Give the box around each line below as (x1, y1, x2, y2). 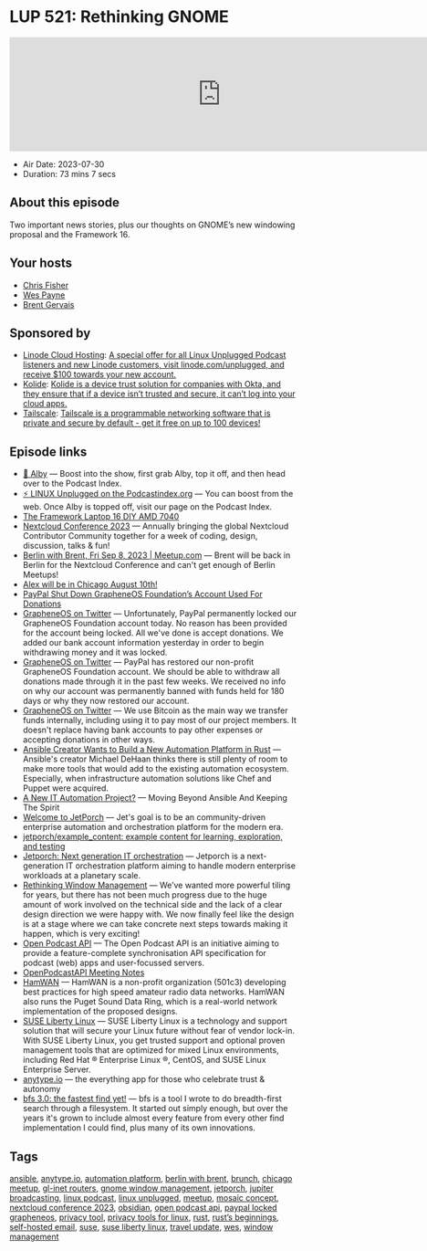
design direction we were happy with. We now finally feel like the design (22, 909, 295, 920)
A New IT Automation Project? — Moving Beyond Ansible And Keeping (22, 793, 287, 804)
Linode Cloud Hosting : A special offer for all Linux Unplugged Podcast (22, 350, 286, 361)
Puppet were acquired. (22, 783, 109, 794)
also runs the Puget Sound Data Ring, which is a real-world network (22, 996, 278, 1007)
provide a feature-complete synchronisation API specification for (22, 948, 267, 959)
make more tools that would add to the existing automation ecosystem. (22, 763, 289, 774)
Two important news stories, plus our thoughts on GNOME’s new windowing (9, 219, 296, 230)
